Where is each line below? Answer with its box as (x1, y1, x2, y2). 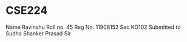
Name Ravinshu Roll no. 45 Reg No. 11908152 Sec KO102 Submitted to (5, 23, 181, 31)
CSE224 (5, 4, 48, 17)
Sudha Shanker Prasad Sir (5, 29, 71, 37)
